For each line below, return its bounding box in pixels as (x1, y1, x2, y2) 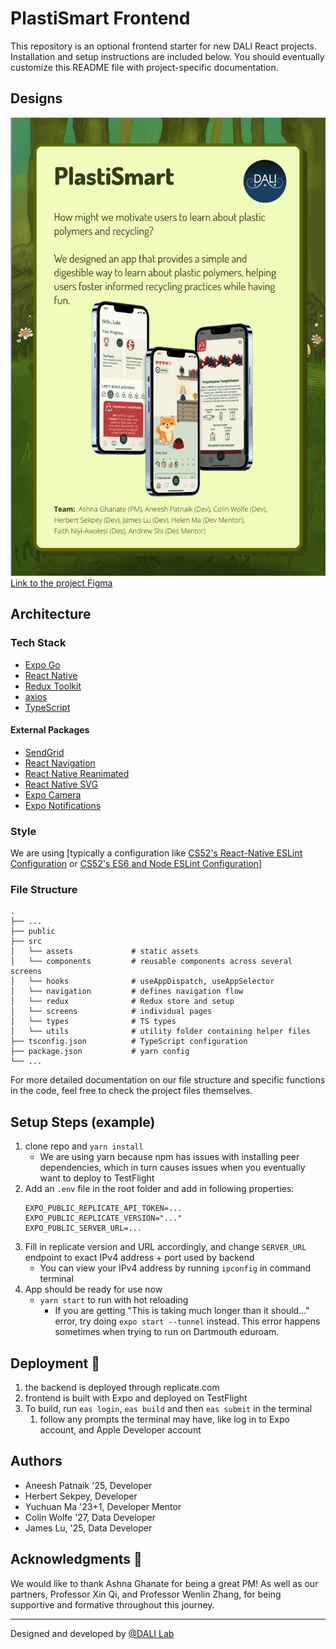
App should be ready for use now (24, 1283, 163, 1296)
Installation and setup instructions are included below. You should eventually (10, 50, 325, 62)
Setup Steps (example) (10, 1113, 156, 1131)
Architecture (10, 606, 92, 623)
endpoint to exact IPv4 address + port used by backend (24, 1252, 255, 1264)
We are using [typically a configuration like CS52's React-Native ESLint (10, 847, 303, 859)
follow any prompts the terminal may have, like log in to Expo (39, 1413, 290, 1425)
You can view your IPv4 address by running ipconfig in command (39, 1262, 312, 1274)
